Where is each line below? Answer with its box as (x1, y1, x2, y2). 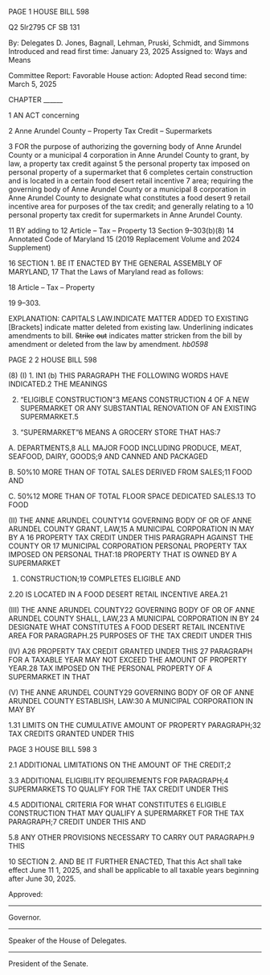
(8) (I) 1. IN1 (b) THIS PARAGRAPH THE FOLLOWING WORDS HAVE (8, 370, 229, 380)
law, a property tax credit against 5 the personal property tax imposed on (8, 159, 251, 168)
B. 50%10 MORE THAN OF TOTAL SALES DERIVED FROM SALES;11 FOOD (8, 467, 253, 477)
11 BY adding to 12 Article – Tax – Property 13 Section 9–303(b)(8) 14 (8, 225, 235, 235)
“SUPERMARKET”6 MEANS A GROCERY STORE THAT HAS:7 (19, 428, 221, 437)
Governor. (8, 913, 42, 922)
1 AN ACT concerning (8, 110, 80, 120)
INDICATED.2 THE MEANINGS (8, 379, 108, 389)
